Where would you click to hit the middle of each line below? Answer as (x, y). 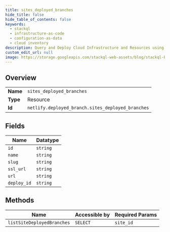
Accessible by (93, 215)
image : (12, 57)
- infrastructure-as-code (37, 34)
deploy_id (19, 183)
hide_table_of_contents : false (38, 19)
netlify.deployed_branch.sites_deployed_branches (88, 108)
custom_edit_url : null (29, 52)
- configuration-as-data (36, 39)
